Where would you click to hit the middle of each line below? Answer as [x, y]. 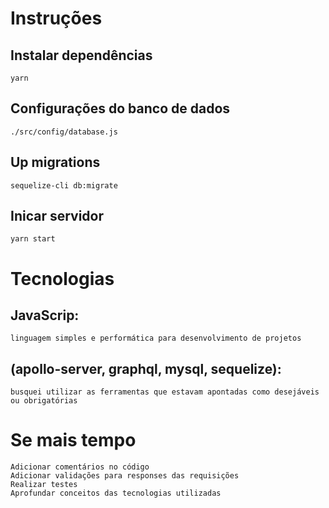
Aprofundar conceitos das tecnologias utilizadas [116, 493]
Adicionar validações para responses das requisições [125, 476]
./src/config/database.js [64, 132]
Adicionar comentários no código [80, 467]
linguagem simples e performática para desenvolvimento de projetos [156, 338]
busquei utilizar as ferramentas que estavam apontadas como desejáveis [165, 392]
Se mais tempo [73, 440]
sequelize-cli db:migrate [64, 185]
